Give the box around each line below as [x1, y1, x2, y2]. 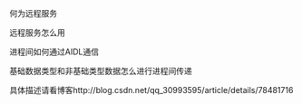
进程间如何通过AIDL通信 [9, 46, 100, 57]
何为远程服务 [9, 8, 57, 18]
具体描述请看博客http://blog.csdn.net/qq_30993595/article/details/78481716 [9, 85, 294, 95]
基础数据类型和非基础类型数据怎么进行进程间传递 [9, 66, 192, 76]
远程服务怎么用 [9, 27, 65, 38]
